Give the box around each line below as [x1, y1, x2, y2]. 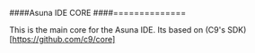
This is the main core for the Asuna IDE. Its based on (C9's [9, 25, 226, 34]
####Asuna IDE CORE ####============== [9, 8, 187, 18]
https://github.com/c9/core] [12, 34, 116, 44]
